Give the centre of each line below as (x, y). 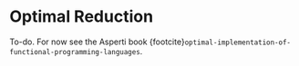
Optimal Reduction (81, 17)
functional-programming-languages (75, 52)
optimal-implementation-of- (238, 42)
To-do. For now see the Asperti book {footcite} (97, 42)
